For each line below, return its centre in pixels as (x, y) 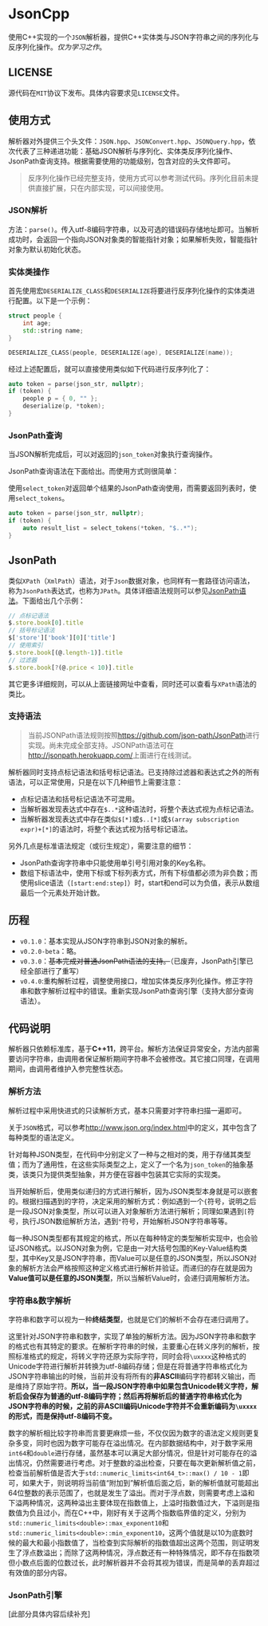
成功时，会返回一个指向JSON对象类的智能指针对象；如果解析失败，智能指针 (133, 239)
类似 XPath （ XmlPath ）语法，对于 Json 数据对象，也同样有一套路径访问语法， (131, 581)
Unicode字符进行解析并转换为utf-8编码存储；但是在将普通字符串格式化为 (128, 1366)
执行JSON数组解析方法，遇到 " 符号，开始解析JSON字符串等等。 (127, 1221)
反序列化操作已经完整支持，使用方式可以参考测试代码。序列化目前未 (140, 178)
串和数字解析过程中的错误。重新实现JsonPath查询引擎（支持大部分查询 (136, 990)
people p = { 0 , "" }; (60, 399)
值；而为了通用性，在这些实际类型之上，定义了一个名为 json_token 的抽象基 (131, 1164)
